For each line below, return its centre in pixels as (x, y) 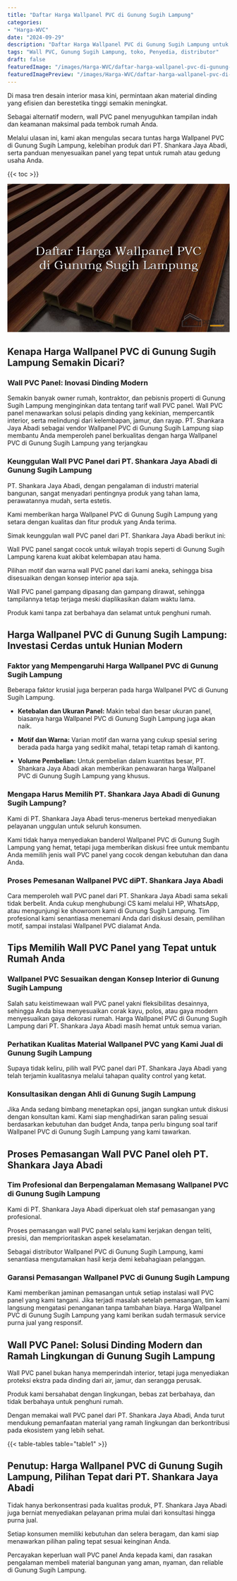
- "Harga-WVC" (28, 30)
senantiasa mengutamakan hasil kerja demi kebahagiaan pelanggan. (107, 1259)
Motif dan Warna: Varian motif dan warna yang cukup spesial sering (117, 740)
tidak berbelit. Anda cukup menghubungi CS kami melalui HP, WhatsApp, (114, 903)
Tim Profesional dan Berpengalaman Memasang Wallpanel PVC (118, 1185)
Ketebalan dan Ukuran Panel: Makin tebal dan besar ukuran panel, (115, 711)
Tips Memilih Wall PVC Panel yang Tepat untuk (112, 948)
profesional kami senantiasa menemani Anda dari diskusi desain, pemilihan (116, 918)
